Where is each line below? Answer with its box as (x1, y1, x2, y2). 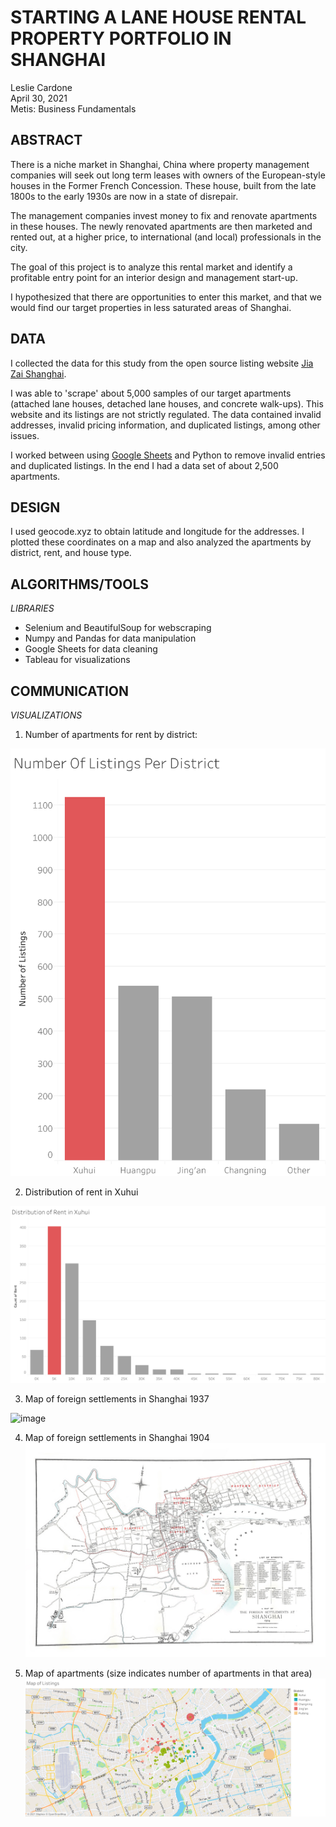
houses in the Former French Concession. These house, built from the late (10, 179, 317, 191)
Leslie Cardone (10, 81, 73, 93)
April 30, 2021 (10, 92, 68, 104)
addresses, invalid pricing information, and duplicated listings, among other (10, 419, 321, 431)
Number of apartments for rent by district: (24, 729, 198, 740)
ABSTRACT (10, 132, 83, 149)
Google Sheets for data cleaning (24, 643, 158, 655)
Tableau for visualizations (24, 654, 131, 666)
